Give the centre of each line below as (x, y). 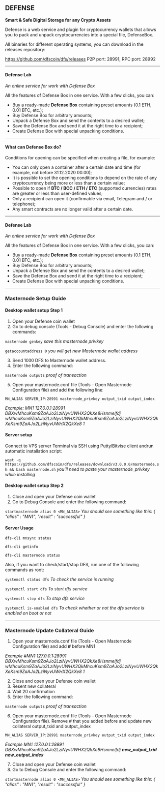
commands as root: (25, 570)
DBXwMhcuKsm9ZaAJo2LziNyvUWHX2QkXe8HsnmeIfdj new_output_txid (81, 750)
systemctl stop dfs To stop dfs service (45, 598)
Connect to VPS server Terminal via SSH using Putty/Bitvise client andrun (79, 446)
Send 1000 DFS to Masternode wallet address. (59, 360)
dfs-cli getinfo (22, 547)
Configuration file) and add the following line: (58, 390)
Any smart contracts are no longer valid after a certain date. (73, 209)
